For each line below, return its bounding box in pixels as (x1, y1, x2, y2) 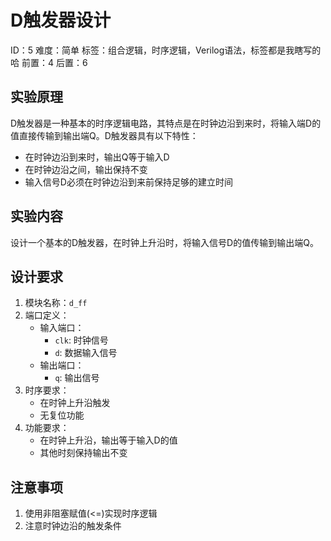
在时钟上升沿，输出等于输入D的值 (39, 434, 178, 446)
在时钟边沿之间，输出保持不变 (24, 163, 148, 175)
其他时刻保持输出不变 (39, 447, 128, 459)
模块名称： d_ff (24, 297, 88, 309)
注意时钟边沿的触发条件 (24, 520, 122, 532)
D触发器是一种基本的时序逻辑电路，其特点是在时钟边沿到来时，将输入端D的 (10, 117, 322, 129)
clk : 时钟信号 (54, 334, 109, 346)
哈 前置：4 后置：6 (10, 56, 88, 68)
